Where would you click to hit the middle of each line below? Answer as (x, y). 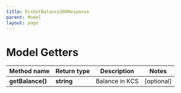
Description (117, 71)
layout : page (22, 23)
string (64, 81)
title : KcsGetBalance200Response (48, 12)
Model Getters (42, 52)
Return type (73, 71)
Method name (29, 71)
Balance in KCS (117, 81)
